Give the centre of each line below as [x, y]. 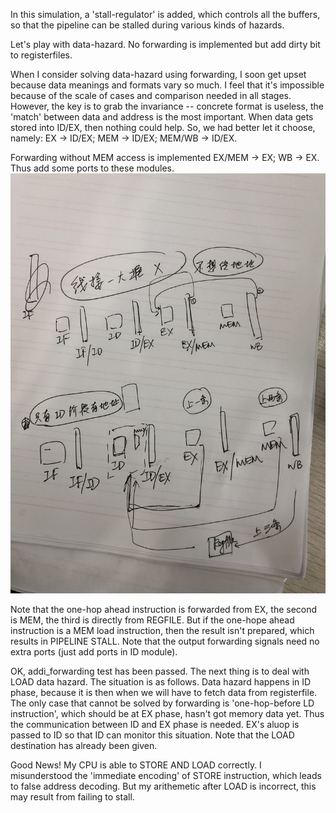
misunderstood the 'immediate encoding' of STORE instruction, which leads [166, 775]
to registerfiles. [41, 55]
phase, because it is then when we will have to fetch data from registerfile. [164, 692]
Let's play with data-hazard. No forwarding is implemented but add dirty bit [165, 44]
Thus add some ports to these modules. [92, 168]
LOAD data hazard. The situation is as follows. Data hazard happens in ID [161, 682]
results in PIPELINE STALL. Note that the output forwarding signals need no [165, 641]
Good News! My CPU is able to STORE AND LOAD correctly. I [136, 765]
